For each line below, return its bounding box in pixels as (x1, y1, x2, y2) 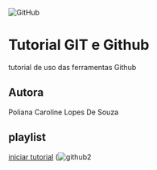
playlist (8, 131, 47, 144)
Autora (8, 85, 44, 100)
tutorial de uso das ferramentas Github (8, 62, 137, 72)
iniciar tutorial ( (8, 151, 59, 161)
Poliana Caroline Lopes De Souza (8, 107, 119, 117)
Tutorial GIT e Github (8, 36, 150, 54)
